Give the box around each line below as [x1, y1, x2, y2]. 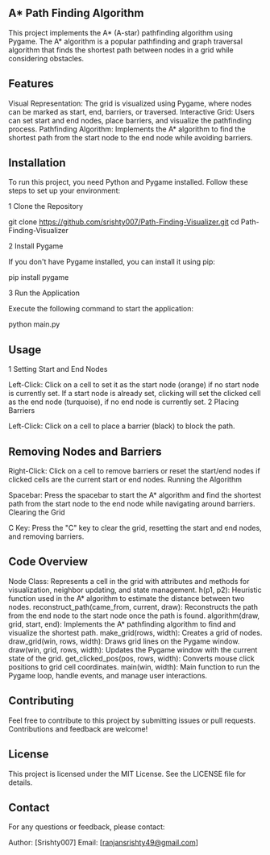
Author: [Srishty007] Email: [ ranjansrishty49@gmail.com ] [8, 838, 199, 848]
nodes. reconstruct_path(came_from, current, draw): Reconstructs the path [8, 602, 258, 611]
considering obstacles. [8, 53, 85, 63]
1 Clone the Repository [8, 202, 83, 211]
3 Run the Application [8, 288, 81, 298]
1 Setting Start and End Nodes [8, 365, 108, 374]
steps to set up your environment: [8, 186, 121, 196]
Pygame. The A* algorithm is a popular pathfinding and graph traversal [8, 36, 243, 46]
